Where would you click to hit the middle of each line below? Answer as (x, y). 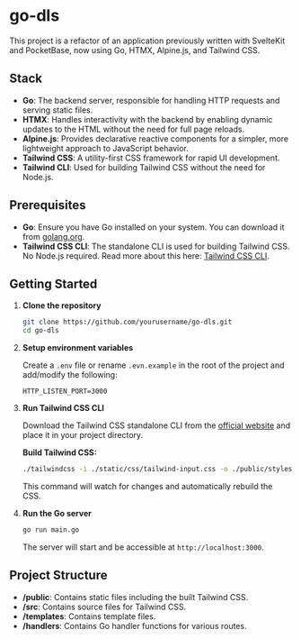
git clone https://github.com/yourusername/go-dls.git (127, 322)
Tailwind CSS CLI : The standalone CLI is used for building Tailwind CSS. (156, 246)
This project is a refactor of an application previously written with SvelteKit (147, 41)
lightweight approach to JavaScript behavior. (105, 148)
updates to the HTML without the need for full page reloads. (133, 129)
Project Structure (58, 575)
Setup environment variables (78, 348)
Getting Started (53, 283)
